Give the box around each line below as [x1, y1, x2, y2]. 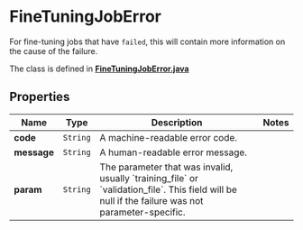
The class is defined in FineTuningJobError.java [9, 63, 189, 74]
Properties [9, 89, 70, 105]
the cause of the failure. [9, 45, 98, 56]
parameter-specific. [99, 206, 187, 218]
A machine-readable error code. [99, 131, 237, 143]
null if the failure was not [99, 194, 204, 207]
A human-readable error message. [99, 146, 248, 159]
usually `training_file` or [99, 171, 198, 184]
